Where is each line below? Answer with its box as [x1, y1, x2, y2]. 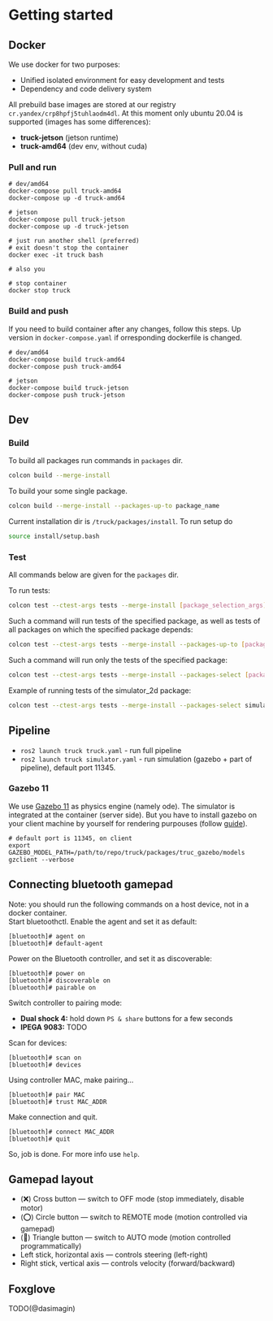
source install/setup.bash [8, 532, 100, 541]
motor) [19, 1203, 43, 1213]
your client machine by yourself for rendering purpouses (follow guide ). [8, 818, 248, 828]
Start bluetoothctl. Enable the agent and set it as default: [8, 916, 197, 926]
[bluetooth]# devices [8, 1060, 82, 1069]
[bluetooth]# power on [8, 969, 85, 977]
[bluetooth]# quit [8, 1135, 71, 1143]
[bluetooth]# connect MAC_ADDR [8, 1128, 115, 1136]
